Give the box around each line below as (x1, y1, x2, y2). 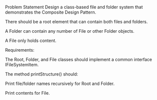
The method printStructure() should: (5, 71, 78, 77)
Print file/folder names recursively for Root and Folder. (5, 80, 115, 86)
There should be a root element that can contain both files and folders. (5, 19, 148, 24)
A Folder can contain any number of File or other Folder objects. (5, 28, 135, 34)
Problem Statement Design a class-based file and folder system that (5, 4, 143, 10)
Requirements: (5, 47, 34, 53)
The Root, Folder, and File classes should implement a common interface (5, 57, 152, 62)
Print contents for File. (5, 90, 50, 96)
